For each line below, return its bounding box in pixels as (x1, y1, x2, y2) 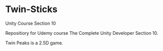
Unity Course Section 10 (5, 20, 56, 26)
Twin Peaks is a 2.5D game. (5, 39, 64, 46)
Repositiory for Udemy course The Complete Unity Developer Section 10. (5, 30, 159, 36)
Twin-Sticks (5, 4, 58, 15)
